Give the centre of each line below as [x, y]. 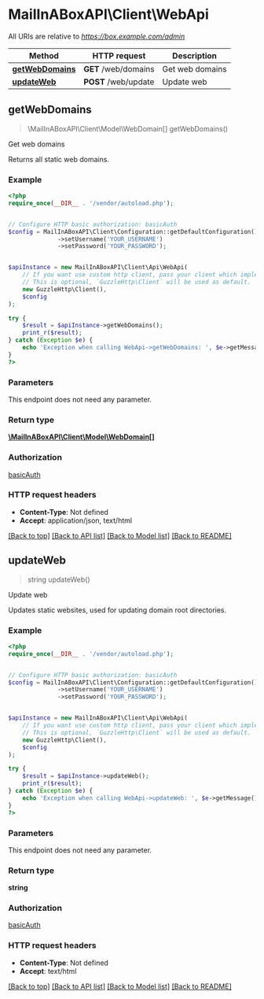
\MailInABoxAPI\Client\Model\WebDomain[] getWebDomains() [128, 128]
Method [44, 55]
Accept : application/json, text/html [75, 520]
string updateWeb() [59, 579]
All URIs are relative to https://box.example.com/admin [97, 36]
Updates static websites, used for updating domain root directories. [117, 610]
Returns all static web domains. [59, 159]
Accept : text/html [48, 971]
